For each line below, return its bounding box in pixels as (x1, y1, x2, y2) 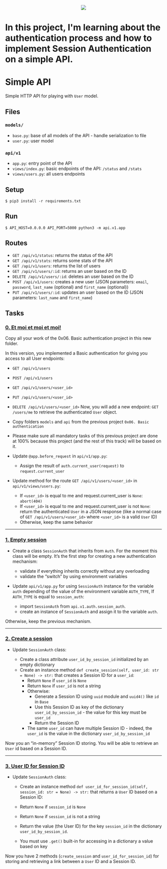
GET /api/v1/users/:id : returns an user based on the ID (12, 268, 127, 274)
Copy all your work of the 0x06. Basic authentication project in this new (5, 335, 152, 341)
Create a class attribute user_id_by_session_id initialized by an (19, 656, 149, 662)
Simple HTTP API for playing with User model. (5, 93, 98, 99)
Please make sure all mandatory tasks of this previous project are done (12, 433, 158, 439)
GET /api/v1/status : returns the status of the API (12, 252, 113, 258)
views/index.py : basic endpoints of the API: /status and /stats (12, 166, 142, 172)
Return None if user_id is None (27, 677, 87, 683)
